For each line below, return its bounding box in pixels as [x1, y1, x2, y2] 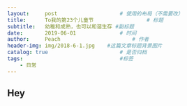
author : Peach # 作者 [7, 36, 149, 43]
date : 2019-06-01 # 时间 [7, 29, 137, 37]
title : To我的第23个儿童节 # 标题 [7, 17, 164, 24]
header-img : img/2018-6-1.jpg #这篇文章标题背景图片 [7, 42, 163, 49]
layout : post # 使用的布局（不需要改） [7, 10, 184, 17]
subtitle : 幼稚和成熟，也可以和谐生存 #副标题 [7, 23, 135, 30]
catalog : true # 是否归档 [7, 49, 147, 56]
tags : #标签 [7, 55, 134, 62]
